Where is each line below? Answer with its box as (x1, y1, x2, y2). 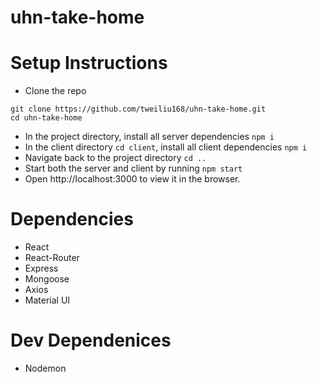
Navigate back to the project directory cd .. (24, 152, 207, 164)
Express (24, 262, 59, 275)
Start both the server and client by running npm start (24, 162, 243, 175)
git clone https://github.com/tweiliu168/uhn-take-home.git (10, 104, 267, 115)
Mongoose (24, 273, 70, 285)
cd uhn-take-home (10, 113, 83, 123)
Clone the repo (24, 85, 87, 97)
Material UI (24, 294, 71, 306)
